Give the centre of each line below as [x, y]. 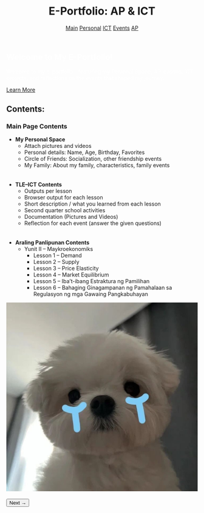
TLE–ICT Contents [39, 185]
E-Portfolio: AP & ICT [102, 11]
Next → [18, 502]
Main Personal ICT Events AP [102, 28]
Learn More [21, 90]
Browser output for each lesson [63, 198]
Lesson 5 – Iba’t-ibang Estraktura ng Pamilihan [91, 281]
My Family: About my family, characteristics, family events [97, 166]
